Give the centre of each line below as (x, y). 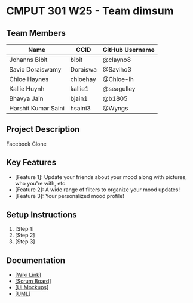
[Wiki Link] (28, 275)
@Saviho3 (117, 69)
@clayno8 (117, 60)
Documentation (36, 260)
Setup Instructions (42, 215)
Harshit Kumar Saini (37, 108)
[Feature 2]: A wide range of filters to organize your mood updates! (97, 190)
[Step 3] (25, 242)
